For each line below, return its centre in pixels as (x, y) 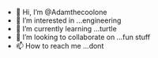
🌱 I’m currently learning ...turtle (66, 29)
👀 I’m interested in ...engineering (68, 20)
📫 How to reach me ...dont (60, 46)
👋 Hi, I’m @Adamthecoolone (61, 12)
